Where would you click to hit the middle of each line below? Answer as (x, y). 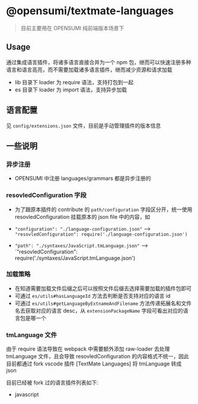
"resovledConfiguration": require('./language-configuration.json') (101, 234)
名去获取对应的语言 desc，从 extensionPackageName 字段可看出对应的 (99, 310)
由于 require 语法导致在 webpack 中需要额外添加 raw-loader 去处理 (88, 349)
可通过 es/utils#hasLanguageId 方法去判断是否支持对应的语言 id (92, 295)
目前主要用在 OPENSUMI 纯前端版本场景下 (72, 28)
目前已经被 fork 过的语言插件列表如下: (52, 383)
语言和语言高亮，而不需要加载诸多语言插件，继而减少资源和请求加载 (89, 69)
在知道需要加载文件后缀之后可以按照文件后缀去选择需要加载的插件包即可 (103, 288)
